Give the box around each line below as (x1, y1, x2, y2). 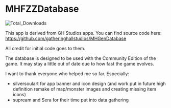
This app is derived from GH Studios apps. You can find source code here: (5, 30, 162, 36)
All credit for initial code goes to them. (5, 45, 86, 51)
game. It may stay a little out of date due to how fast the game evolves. (5, 60, 155, 67)
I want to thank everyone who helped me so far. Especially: (5, 70, 129, 77)
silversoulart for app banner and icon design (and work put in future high (12, 80, 166, 87)
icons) (12, 91, 27, 97)
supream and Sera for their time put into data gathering (12, 97, 129, 103)
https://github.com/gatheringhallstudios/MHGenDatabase (5, 35, 127, 41)
